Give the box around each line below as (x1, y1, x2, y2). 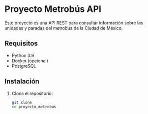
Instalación (4, 77, 40, 86)
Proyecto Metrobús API (4, 3, 102, 15)
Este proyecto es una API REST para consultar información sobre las (4, 20, 143, 26)
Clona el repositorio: (11, 90, 53, 96)
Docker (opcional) (11, 58, 49, 64)
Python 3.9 (11, 52, 34, 58)
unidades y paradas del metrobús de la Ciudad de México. (4, 25, 123, 31)
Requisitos (4, 39, 38, 48)
